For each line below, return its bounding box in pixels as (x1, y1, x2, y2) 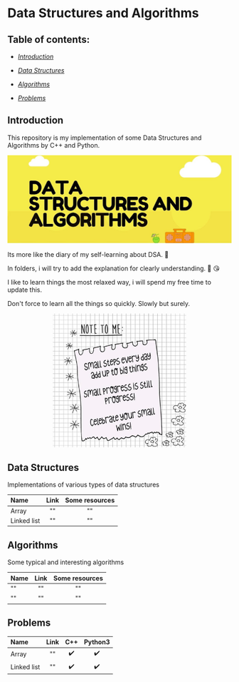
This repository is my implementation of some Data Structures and (7, 133, 202, 142)
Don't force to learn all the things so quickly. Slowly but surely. (7, 300, 191, 308)
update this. (7, 285, 43, 294)
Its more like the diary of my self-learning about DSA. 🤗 (7, 250, 169, 259)
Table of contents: (7, 34, 90, 46)
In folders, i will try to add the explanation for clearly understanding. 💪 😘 (7, 264, 221, 273)
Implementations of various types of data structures (7, 480, 160, 489)
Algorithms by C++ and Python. (7, 141, 100, 149)
